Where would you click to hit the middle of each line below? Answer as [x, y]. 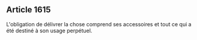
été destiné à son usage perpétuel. [49, 30]
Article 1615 [29, 10]
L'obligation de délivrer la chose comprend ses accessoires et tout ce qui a [99, 24]
